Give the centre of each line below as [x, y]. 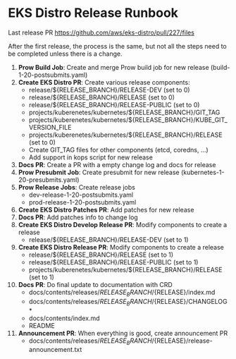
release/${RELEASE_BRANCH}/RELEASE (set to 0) [102, 97]
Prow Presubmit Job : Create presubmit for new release [99, 172]
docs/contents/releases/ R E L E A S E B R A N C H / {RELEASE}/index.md [122, 293]
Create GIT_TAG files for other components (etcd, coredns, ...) [118, 150]
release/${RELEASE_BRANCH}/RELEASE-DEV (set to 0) [109, 90]
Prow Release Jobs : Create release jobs [77, 187]
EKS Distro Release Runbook [93, 13]
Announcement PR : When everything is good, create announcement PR [123, 333]
